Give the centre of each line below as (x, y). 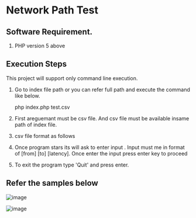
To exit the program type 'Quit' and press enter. (72, 165)
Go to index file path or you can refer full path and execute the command (102, 89)
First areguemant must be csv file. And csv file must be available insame (102, 118)
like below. (27, 96)
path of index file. (36, 124)
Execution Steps (37, 64)
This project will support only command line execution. (72, 78)
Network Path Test (52, 10)
